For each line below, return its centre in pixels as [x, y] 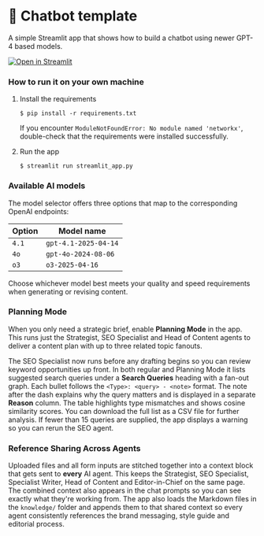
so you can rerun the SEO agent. [61, 427]
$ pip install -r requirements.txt [78, 113]
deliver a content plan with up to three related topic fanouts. [105, 346]
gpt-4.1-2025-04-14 [82, 243]
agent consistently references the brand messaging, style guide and [119, 516]
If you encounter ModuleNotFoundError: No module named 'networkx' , [131, 128]
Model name [82, 231]
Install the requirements [58, 99]
